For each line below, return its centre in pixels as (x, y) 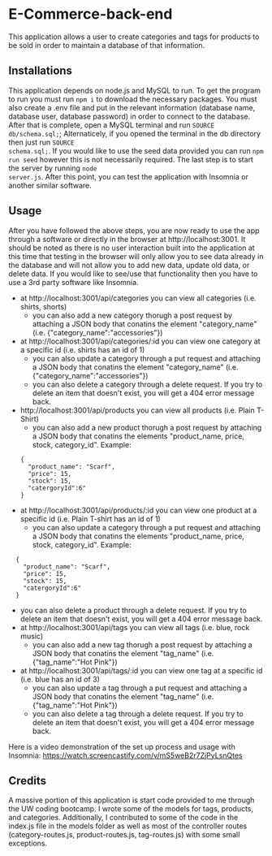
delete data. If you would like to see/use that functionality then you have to (133, 274)
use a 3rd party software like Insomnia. (74, 282)
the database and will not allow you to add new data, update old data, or (129, 265)
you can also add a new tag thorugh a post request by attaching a (142, 644)
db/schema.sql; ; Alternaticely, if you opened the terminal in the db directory (135, 133)
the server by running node (53, 168)
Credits (28, 780)
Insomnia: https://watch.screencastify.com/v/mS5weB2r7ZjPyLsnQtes (125, 755)
